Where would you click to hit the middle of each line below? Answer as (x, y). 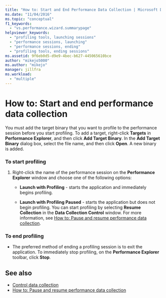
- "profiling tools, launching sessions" (53, 38)
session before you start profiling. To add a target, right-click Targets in (78, 133)
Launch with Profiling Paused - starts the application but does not (87, 202)
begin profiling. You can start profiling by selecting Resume (80, 207)
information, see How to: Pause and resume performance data (83, 218)
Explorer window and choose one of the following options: (72, 178)
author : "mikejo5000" (27, 60)
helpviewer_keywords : (27, 33)
